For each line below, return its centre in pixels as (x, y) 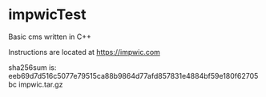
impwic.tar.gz (41, 84)
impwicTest (47, 15)
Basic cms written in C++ (50, 37)
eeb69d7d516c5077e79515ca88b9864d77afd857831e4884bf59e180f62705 (133, 76)
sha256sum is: (32, 67)
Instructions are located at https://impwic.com (84, 52)
